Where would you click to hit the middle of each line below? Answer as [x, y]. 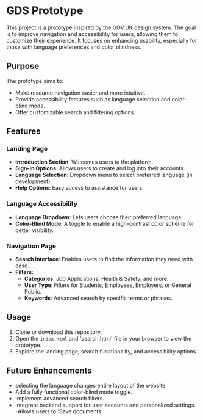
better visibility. [34, 230]
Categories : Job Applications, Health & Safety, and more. [96, 279]
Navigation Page [31, 246]
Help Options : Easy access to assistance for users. [80, 188]
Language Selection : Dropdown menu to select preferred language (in [104, 175]
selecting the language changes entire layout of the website [90, 385]
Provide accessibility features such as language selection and [93, 99]
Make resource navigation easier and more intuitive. [80, 93]
